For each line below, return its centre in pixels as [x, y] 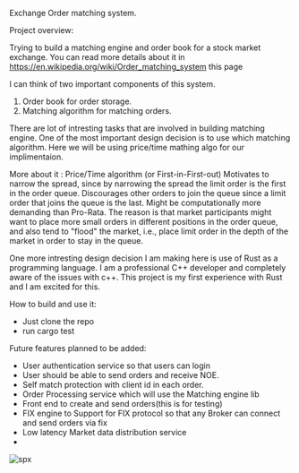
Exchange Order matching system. [73, 13]
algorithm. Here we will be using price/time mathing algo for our [127, 147]
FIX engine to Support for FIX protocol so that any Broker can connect [151, 413]
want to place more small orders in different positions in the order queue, [144, 222]
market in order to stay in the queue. [76, 241]
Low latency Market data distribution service [104, 432]
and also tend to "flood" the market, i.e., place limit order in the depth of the [149, 231]
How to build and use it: [53, 304]
